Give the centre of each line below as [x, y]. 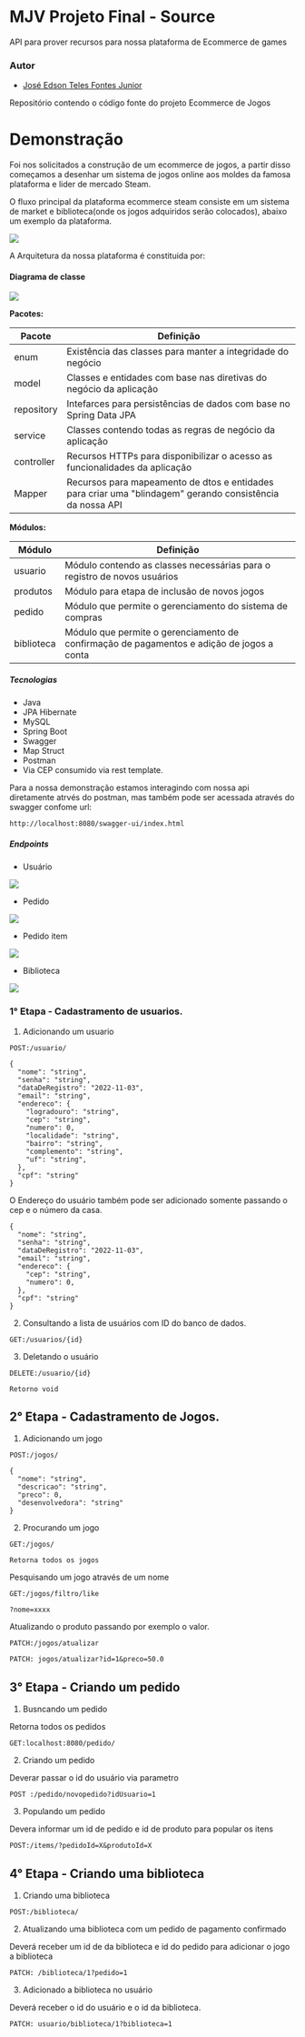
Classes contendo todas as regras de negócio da [171, 430]
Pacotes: [26, 314]
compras [84, 617]
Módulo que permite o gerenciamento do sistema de [177, 607]
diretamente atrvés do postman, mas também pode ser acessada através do [152, 798]
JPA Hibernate [49, 712]
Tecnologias [33, 679]
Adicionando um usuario [68, 1031]
